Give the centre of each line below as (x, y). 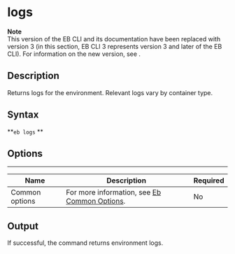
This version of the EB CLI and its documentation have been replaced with (114, 38)
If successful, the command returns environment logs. (85, 243)
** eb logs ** (26, 132)
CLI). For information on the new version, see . (74, 54)
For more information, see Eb (114, 192)
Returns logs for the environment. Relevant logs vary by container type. (110, 92)
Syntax (23, 115)
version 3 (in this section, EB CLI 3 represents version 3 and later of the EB (115, 46)
